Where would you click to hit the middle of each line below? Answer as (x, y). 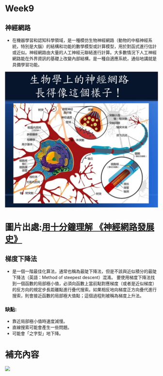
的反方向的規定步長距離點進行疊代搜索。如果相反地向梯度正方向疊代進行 (84, 290)
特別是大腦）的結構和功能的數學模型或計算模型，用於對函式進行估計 (89, 46)
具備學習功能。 (27, 65)
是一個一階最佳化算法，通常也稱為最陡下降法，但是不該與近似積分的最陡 (84, 271)
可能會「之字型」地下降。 (38, 333)
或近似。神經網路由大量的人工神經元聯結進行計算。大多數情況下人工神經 (84, 52)
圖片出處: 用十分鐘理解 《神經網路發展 (80, 227)
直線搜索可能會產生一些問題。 (42, 327)
